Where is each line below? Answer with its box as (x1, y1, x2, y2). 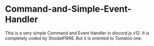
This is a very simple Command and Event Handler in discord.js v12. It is (5, 30, 150, 36)
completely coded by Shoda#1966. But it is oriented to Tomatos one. (5, 35, 143, 41)
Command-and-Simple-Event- (5, 3, 132, 15)
